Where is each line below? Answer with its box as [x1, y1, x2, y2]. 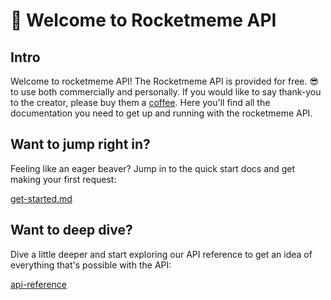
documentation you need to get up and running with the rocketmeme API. [10, 107, 313, 119]
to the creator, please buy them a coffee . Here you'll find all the [10, 97, 271, 108]
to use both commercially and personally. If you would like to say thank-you [10, 86, 322, 98]
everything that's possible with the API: [10, 259, 172, 271]
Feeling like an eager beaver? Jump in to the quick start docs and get [10, 162, 296, 174]
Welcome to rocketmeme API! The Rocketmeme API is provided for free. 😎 [10, 75, 320, 87]
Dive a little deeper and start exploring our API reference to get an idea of [10, 248, 313, 260]
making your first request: [10, 173, 117, 185]
